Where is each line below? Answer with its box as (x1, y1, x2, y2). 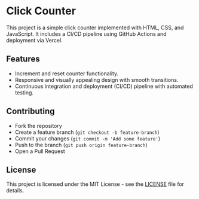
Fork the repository (14, 122, 63, 129)
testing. (14, 88, 34, 96)
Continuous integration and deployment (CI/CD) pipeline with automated (14, 82, 193, 90)
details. (6, 187, 25, 194)
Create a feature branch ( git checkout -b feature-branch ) (14, 128, 160, 136)
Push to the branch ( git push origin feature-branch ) (14, 141, 148, 148)
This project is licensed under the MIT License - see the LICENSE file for (6, 180, 184, 188)
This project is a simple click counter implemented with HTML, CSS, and (6, 24, 184, 31)
